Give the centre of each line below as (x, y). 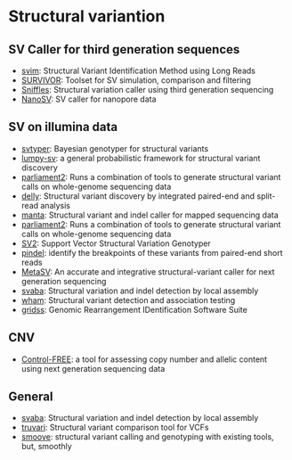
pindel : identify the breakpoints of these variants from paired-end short (152, 252)
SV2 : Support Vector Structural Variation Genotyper (116, 243)
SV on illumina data (63, 127)
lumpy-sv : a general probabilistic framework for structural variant (141, 158)
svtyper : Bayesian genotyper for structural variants (115, 148)
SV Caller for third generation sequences (124, 49)
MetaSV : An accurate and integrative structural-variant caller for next (148, 271)
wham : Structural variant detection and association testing (128, 300)
